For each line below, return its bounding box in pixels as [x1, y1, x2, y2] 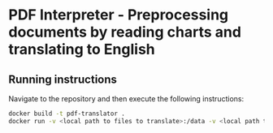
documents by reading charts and [8, 23, 242, 41]
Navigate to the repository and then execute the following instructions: [8, 94, 245, 103]
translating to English [8, 41, 156, 58]
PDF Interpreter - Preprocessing [8, 6, 229, 24]
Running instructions [8, 72, 118, 86]
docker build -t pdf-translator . [8, 109, 126, 118]
